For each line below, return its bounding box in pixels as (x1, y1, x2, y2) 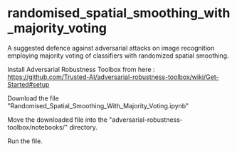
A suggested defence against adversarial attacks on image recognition (7, 43, 215, 52)
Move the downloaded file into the (7, 115, 108, 124)
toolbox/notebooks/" (7, 123, 68, 131)
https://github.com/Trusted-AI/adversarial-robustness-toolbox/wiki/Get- (7, 73, 219, 81)
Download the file (7, 94, 59, 103)
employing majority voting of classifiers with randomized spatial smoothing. (7, 51, 229, 60)
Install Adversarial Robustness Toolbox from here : (7, 65, 155, 73)
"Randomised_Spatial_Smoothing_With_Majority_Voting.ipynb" (7, 101, 189, 110)
